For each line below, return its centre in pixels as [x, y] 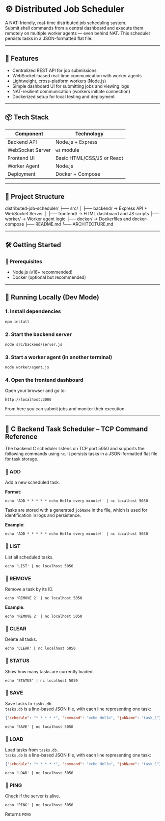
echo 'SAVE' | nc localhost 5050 [39, 727]
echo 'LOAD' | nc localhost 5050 [39, 773]
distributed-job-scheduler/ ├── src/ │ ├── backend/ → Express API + [76, 208]
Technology [90, 133]
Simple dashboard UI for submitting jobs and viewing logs [70, 86]
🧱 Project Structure [35, 196]
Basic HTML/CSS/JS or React [90, 158]
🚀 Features [22, 58]
